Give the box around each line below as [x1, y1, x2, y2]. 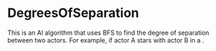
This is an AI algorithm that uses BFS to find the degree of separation [7, 28, 210, 37]
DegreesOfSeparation [7, 5, 139, 21]
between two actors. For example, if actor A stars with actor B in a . [7, 35, 205, 44]
